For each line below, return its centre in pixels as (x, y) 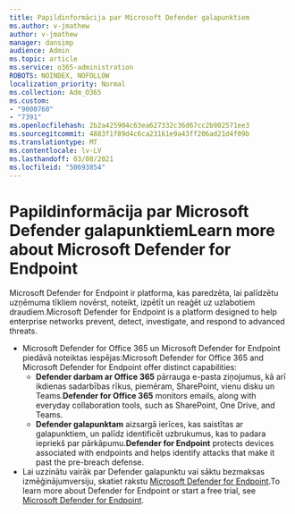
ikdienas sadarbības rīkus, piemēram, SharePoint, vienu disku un (155, 386)
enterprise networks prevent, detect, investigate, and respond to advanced (147, 322)
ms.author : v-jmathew (50, 26)
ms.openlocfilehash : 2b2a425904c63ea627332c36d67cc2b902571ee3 (130, 126)
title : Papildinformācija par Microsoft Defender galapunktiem (130, 17)
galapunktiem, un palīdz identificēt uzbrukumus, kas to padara (151, 434)
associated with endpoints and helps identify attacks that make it (155, 453)
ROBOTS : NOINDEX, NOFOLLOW (59, 76)
